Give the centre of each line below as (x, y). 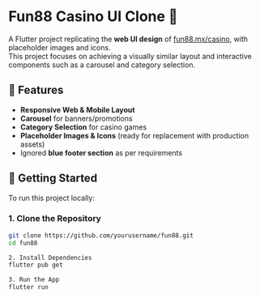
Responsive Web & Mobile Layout (77, 109)
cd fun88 (23, 243)
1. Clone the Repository (55, 219)
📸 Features (36, 90)
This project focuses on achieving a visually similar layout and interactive (130, 56)
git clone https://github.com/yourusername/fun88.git (101, 235)
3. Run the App (34, 280)
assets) (32, 144)
